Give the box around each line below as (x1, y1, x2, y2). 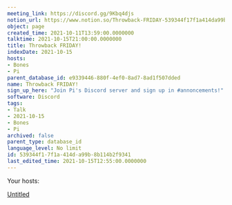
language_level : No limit (7, 145, 81, 152)
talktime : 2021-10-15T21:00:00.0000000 (7, 36, 122, 43)
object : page (7, 23, 45, 30)
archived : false (7, 132, 54, 139)
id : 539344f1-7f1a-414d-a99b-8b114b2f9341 (7, 151, 131, 159)
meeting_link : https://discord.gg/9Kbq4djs (7, 10, 135, 17)
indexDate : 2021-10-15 (7, 49, 72, 56)
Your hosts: (7, 177, 40, 185)
